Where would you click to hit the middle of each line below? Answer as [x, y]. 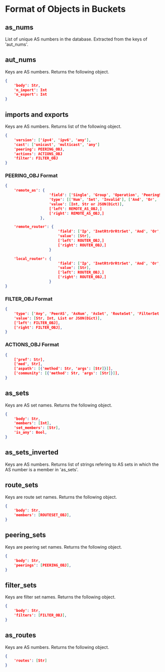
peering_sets [26, 535]
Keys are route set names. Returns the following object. [61, 497]
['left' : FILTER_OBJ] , [37, 323]
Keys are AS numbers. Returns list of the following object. [63, 126]
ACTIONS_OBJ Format [32, 345]
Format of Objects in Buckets [66, 9]
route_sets [22, 485]
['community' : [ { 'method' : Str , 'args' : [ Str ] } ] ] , [67, 373]
